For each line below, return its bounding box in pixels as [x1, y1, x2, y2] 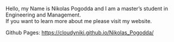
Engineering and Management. [5, 11, 82, 18]
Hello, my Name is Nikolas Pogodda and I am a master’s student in [5, 5, 168, 12]
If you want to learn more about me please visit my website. [5, 18, 153, 24]
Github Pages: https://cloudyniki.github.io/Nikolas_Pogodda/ [5, 29, 154, 36]
